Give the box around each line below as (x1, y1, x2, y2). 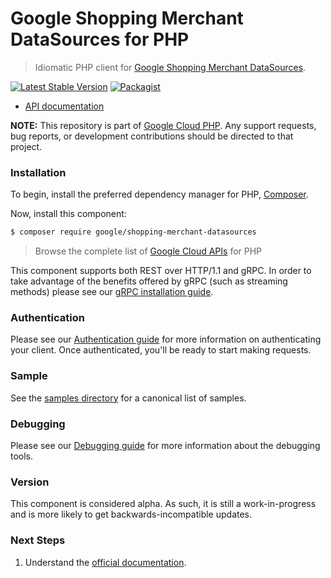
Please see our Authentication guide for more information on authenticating (10, 333, 322, 346)
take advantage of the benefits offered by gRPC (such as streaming (10, 275, 288, 287)
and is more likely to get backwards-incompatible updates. (10, 508, 253, 521)
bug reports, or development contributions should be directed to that (10, 130, 294, 142)
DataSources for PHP (10, 28, 190, 51)
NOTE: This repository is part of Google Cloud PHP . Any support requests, (10, 119, 317, 131)
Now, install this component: (10, 208, 127, 220)
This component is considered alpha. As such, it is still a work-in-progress (10, 498, 317, 510)
